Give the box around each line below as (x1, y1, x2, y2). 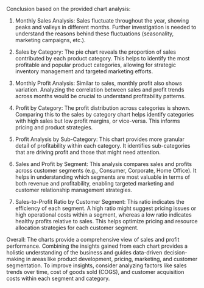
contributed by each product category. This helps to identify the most (15, 55, 190, 62)
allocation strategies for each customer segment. (15, 224, 139, 231)
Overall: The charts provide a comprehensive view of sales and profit (6, 236, 180, 243)
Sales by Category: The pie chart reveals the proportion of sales (15, 48, 177, 56)
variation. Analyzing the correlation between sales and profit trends (15, 86, 185, 93)
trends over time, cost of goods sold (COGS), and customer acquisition (6, 268, 185, 275)
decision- (163, 249, 188, 256)
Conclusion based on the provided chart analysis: (6, 5, 131, 12)
